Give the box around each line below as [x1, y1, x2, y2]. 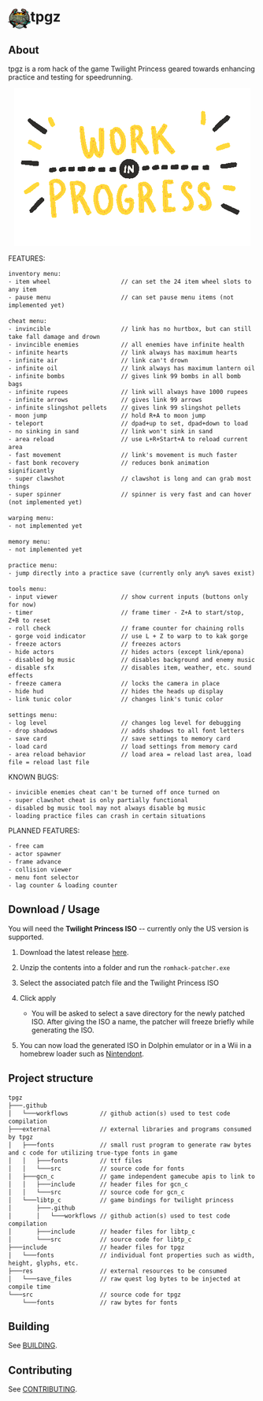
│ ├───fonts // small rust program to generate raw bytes [8, 1141, 252, 1149]
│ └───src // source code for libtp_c [8, 1236, 192, 1243]
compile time [8, 1283, 51, 1291]
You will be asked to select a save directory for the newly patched [31, 1009, 246, 1018]
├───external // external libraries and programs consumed [8, 1125, 252, 1133]
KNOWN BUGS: [8, 772, 59, 782]
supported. [8, 932, 44, 942]
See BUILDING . [8, 1340, 57, 1351]
